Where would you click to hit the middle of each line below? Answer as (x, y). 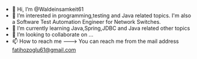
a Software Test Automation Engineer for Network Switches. (86, 22)
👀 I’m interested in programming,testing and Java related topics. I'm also (101, 15)
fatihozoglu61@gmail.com (44, 50)
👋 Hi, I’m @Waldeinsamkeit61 (48, 9)
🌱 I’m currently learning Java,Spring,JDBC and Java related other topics (101, 28)
